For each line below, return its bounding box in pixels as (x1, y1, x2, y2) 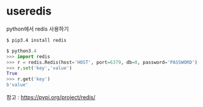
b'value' (6, 82, 29, 88)
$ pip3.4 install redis (6, 37, 67, 43)
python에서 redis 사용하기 (6, 25, 69, 32)
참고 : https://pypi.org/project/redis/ (6, 94, 96, 101)
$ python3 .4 (6, 47, 37, 54)
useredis (6, 4, 52, 18)
